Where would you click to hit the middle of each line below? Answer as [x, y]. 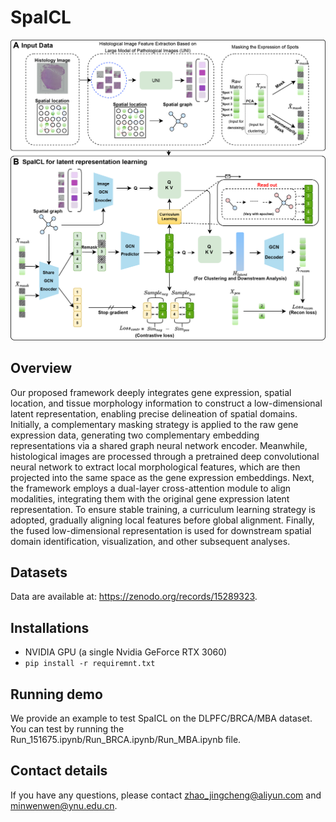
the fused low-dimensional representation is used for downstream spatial [161, 530]
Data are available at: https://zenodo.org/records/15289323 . [134, 597]
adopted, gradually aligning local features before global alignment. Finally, [162, 520]
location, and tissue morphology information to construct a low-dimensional [166, 403]
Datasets [39, 572]
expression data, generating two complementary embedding [135, 435]
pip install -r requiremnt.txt [90, 664]
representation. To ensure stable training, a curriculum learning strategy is [163, 509]
